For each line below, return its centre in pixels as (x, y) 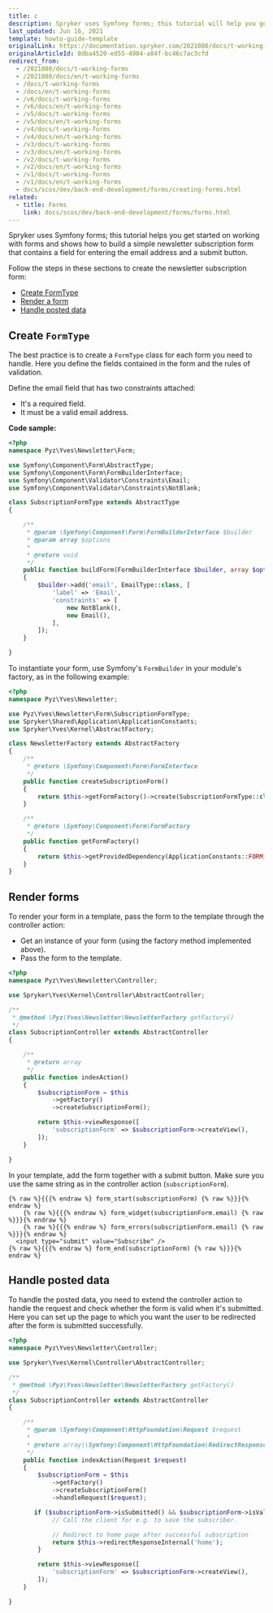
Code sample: (32, 428)
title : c (23, 16)
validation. (26, 372)
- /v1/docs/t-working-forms (63, 175)
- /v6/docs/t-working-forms (63, 99)
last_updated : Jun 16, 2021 (56, 31)
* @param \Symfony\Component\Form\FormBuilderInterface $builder (139, 533)
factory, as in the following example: (69, 677)
